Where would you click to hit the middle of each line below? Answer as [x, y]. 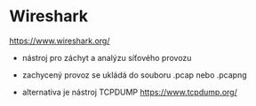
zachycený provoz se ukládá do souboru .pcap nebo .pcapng [134, 75]
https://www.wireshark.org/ [60, 41]
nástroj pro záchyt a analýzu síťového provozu [107, 57]
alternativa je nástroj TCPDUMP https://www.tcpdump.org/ [129, 92]
